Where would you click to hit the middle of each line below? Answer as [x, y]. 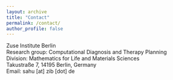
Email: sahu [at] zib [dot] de [41, 71]
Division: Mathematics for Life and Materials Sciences [73, 58]
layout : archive [27, 12]
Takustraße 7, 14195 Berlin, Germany [51, 65]
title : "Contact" [28, 17]
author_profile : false [35, 29]
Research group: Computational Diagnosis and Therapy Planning [86, 52]
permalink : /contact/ [33, 23]
